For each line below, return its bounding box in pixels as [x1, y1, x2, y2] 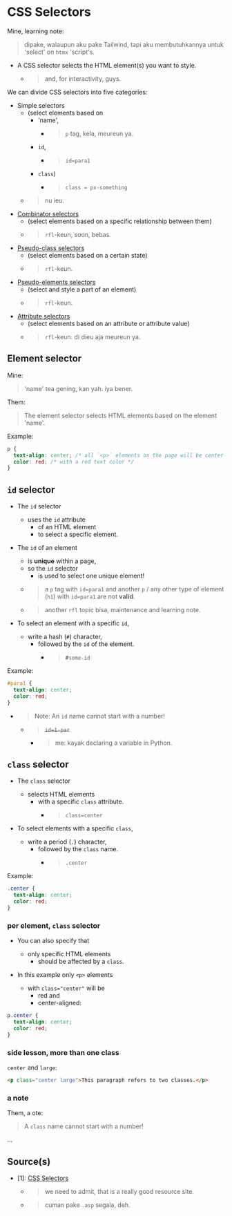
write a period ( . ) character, [27, 837, 107, 846]
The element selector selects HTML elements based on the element [23, 411, 217, 419]
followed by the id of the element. [37, 640, 135, 648]
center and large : [7, 1063, 57, 1072]
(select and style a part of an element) [27, 285, 137, 294]
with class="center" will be [27, 984, 105, 992]
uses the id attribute [27, 515, 86, 524]
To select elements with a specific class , [17, 824, 133, 833]
